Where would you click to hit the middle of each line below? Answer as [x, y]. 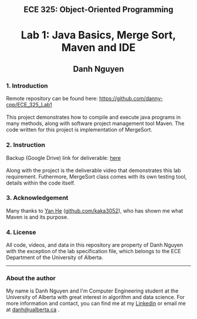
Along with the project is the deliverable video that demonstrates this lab [94, 170]
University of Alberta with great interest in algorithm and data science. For [96, 297]
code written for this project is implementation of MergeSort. [79, 130]
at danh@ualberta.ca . [33, 310]
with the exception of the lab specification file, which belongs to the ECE [94, 251]
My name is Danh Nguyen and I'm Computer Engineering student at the [92, 291]
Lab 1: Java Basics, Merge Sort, [98, 35]
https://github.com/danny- [131, 99]
